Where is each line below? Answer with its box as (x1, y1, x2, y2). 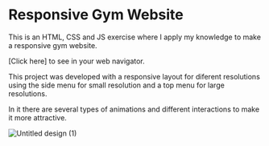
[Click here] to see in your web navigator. (8, 56, 145, 66)
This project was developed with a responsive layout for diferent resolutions (8, 71, 260, 81)
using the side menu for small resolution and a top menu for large (8, 80, 226, 90)
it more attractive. (8, 112, 67, 122)
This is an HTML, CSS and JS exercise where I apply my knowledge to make (8, 32, 262, 42)
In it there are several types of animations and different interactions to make (8, 104, 260, 114)
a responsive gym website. (8, 40, 98, 50)
